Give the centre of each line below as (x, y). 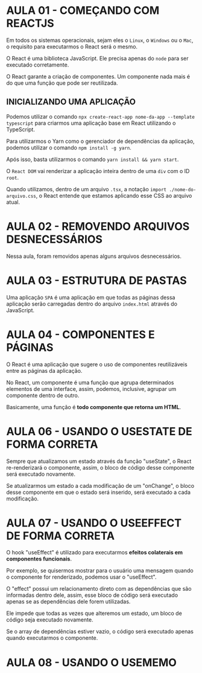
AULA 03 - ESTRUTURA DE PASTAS (96, 281)
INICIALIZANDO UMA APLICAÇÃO (71, 102)
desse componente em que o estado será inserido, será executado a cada (99, 492)
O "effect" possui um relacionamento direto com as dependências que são (99, 589)
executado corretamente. (38, 65)
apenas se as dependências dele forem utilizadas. (68, 602)
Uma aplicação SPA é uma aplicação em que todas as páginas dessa (91, 297)
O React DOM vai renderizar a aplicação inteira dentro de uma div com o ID (98, 171)
